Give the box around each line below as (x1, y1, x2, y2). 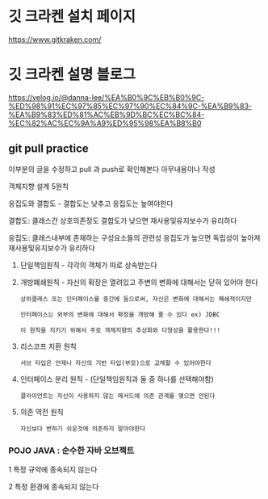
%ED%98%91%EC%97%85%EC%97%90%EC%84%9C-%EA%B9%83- (8, 101, 253, 111)
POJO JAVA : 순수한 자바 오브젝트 (8, 445, 135, 456)
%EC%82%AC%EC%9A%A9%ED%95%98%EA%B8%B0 (8, 118, 202, 128)
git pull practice (8, 142, 89, 156)
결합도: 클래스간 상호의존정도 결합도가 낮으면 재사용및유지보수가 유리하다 (8, 216, 237, 225)
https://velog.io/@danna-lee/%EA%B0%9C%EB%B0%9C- (8, 92, 205, 102)
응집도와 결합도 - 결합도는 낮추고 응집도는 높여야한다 (8, 199, 174, 208)
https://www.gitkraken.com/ (8, 34, 102, 44)
